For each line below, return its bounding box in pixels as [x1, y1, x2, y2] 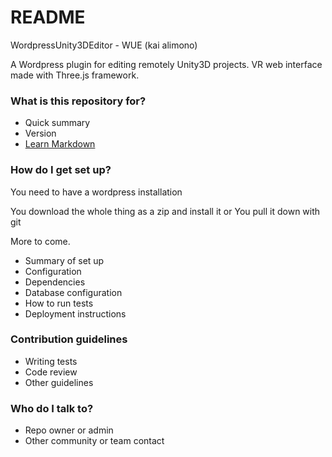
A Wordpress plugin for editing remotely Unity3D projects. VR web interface [10, 58, 323, 70]
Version [24, 127, 57, 140]
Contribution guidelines [10, 332, 128, 346]
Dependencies [24, 276, 86, 288]
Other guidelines [24, 376, 94, 388]
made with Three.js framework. [10, 69, 140, 81]
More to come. [10, 235, 71, 247]
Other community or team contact [24, 435, 165, 447]
